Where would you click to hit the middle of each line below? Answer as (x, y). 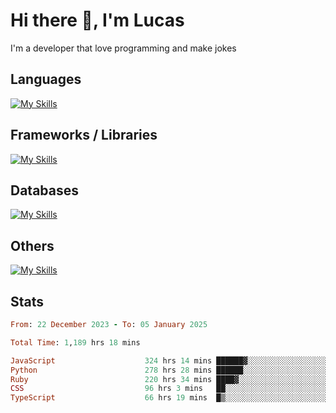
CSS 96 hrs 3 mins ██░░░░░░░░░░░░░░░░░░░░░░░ (169, 389)
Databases (45, 190)
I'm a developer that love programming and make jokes (123, 48)
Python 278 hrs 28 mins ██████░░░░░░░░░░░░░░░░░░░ (169, 370)
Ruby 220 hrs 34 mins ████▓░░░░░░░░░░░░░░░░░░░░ (169, 379)
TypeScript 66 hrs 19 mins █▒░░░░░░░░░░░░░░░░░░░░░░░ (169, 398)
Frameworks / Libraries (84, 135)
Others (32, 245)
